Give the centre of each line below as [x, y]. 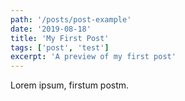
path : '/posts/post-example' [71, 19]
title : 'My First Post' [60, 38]
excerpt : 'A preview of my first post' [93, 57]
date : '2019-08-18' [51, 29]
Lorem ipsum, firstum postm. [70, 85]
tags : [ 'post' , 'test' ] [60, 47]
